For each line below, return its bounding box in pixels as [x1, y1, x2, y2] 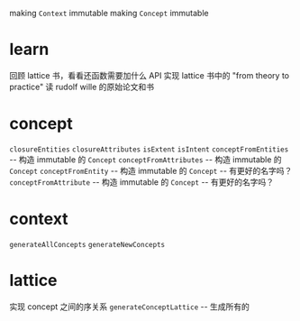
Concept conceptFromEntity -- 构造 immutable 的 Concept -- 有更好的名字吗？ [9, 165, 293, 176]
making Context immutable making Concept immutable [9, 8, 209, 18]
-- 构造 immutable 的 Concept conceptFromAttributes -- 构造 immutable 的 [9, 153, 282, 165]
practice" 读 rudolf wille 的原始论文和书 [9, 81, 155, 92]
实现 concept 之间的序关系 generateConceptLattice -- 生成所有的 [9, 301, 250, 312]
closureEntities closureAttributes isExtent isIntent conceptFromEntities [9, 144, 289, 154]
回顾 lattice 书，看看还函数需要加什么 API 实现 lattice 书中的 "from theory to [9, 69, 290, 80]
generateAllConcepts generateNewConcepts [9, 240, 165, 249]
